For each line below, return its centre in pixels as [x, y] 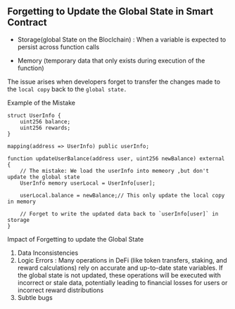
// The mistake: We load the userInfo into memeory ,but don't [115, 171]
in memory [22, 202]
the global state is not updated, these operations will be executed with [119, 275]
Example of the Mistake [42, 103]
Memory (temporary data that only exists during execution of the [111, 60]
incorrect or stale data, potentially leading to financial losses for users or [122, 282]
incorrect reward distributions [61, 290]
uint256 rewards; [45, 128]
